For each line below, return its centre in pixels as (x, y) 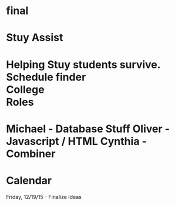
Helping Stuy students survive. (83, 64)
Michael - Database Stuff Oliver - (88, 129)
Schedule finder (46, 77)
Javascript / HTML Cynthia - (76, 141)
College (26, 90)
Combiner (31, 153)
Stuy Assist (35, 38)
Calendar (29, 180)
